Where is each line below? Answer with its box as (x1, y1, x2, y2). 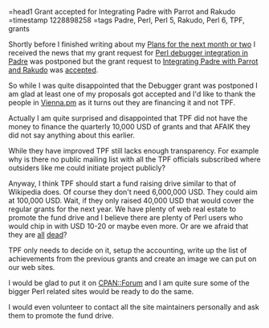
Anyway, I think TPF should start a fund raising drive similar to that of (8, 178, 237, 188)
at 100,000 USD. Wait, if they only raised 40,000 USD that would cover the (8, 196, 255, 205)
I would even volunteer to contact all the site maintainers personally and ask (8, 302, 259, 312)
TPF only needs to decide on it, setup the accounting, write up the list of (8, 245, 247, 255)
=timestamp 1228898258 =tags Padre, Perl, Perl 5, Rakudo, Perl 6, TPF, (8, 15, 245, 25)
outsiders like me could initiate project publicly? (8, 163, 166, 172)
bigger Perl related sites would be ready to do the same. (8, 287, 194, 296)
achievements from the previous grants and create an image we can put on (8, 254, 257, 264)
